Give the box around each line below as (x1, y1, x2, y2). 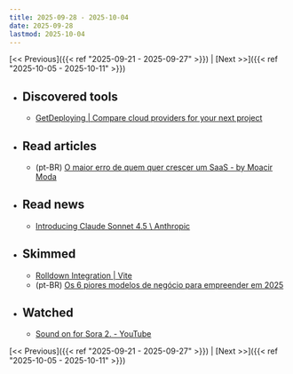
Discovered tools (21, 89, 118, 104)
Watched (21, 306, 74, 321)
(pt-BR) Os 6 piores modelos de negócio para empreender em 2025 (35, 279, 284, 290)
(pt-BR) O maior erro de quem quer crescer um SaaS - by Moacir (35, 162, 273, 172)
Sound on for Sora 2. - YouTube (35, 329, 152, 339)
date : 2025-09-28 (9, 21, 74, 30)
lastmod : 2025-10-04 (9, 29, 86, 38)
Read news (21, 197, 85, 212)
